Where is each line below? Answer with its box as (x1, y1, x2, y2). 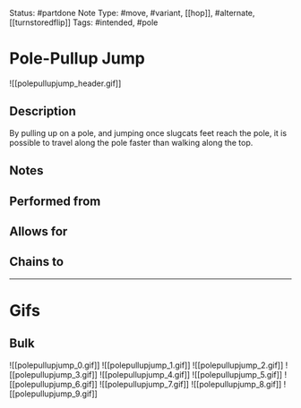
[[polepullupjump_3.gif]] (9, 369, 99, 379)
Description (9, 104, 76, 119)
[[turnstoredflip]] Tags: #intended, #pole (9, 17, 159, 28)
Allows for (9, 224, 68, 239)
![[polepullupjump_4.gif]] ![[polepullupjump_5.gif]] (99, 369, 283, 379)
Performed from (9, 193, 101, 208)
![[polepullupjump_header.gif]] (9, 78, 122, 89)
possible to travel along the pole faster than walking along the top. (9, 137, 254, 148)
